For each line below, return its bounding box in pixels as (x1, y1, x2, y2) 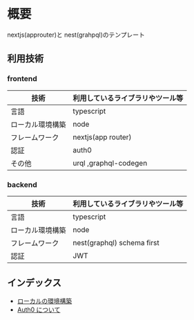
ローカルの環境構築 (17, 296, 72, 305)
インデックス (7, 277, 62, 289)
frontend (7, 74, 38, 84)
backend (7, 179, 37, 189)
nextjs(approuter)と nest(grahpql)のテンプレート (7, 30, 145, 39)
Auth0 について (17, 305, 61, 314)
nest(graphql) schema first (72, 238, 160, 247)
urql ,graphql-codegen (72, 158, 148, 168)
